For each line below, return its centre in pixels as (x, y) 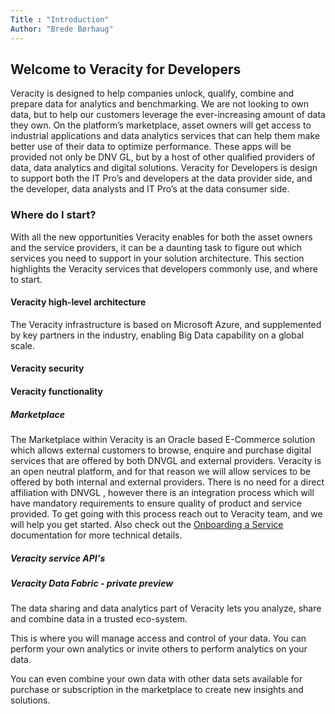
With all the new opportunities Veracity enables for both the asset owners (161, 237)
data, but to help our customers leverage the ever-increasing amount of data (168, 115)
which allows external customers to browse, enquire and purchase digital (161, 450)
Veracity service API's (58, 558)
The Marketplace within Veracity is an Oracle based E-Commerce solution (163, 439)
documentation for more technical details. (96, 535)
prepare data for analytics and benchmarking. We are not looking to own (160, 104)
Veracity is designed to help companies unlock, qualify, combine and (152, 93)
